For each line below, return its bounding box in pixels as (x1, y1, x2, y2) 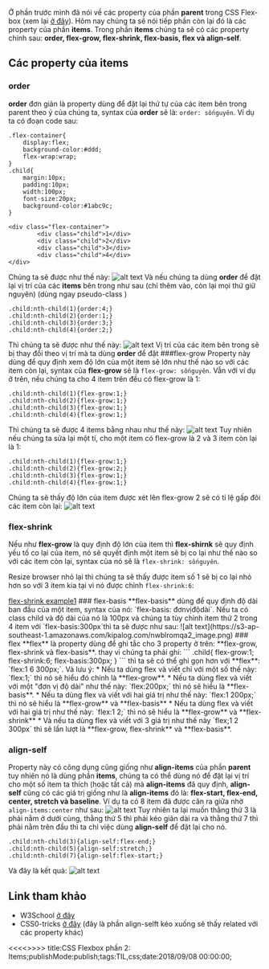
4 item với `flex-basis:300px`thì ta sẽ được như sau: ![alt (8, 621, 194, 631)
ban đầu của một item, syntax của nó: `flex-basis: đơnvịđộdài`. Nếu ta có (8, 604, 249, 614)
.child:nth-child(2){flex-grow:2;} (8, 464, 128, 472)
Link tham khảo (8, 889, 87, 903)
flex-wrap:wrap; (22, 153, 78, 161)
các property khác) (19, 928, 84, 938)
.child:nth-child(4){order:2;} (8, 325, 113, 333)
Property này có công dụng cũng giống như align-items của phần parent (8, 763, 251, 772)
